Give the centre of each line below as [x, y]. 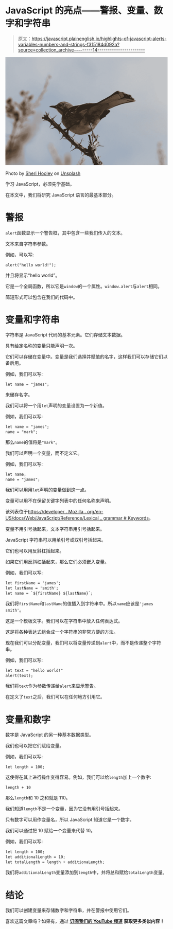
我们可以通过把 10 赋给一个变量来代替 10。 [50, 831]
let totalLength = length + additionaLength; [55, 862]
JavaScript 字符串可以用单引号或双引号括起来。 [56, 540]
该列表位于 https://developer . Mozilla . [46, 512]
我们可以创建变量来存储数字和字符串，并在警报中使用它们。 [68, 910]
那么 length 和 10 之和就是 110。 [38, 798]
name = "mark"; [22, 432]
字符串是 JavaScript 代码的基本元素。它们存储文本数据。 [65, 335]
